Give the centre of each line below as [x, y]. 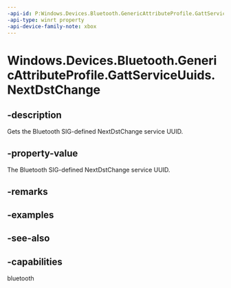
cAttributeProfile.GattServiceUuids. [111, 75]
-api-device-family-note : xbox [52, 26]
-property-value [43, 153]
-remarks [27, 191]
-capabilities [35, 261]
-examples [31, 215]
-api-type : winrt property [46, 20]
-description [34, 115]
